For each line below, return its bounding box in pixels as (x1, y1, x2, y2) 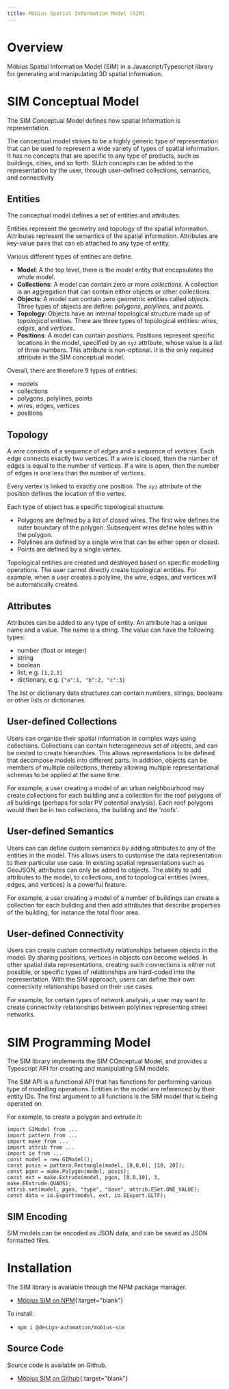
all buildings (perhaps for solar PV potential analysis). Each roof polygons (7, 798, 214, 807)
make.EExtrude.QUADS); (7, 1180, 72, 1187)
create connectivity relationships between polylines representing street (7, 1003, 208, 1012)
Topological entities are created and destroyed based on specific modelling (7, 558, 220, 567)
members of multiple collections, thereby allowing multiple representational (7, 763, 219, 772)
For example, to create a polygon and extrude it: (7, 1113, 142, 1121)
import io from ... (7, 1150, 63, 1157)
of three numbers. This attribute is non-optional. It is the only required (16, 346, 214, 354)
